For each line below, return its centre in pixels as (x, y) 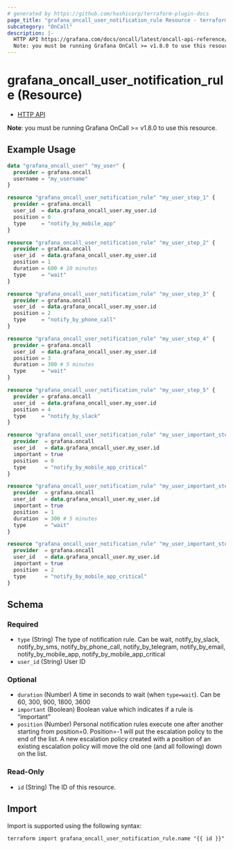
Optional (22, 680)
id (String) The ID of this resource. (67, 787)
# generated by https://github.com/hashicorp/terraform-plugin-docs (108, 14)
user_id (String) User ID (51, 662)
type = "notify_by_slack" (57, 416)
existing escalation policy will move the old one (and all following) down (119, 746)
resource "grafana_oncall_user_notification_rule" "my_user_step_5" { (111, 390)
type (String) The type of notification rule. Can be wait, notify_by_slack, (119, 640)
